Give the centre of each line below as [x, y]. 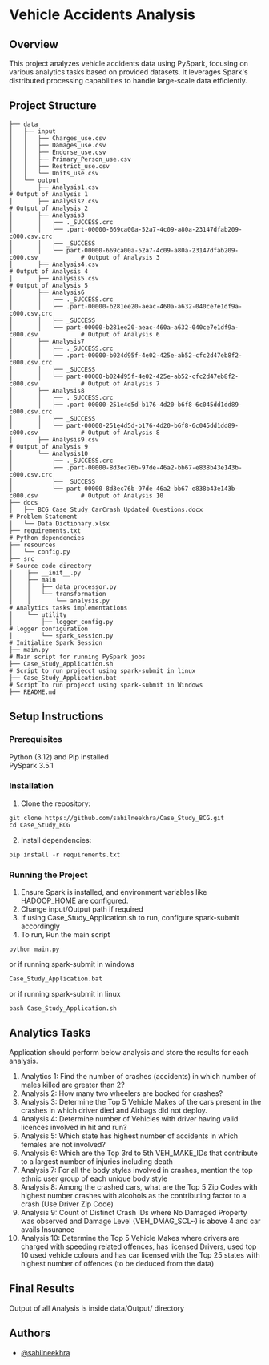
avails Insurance [48, 1229]
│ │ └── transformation [58, 594]
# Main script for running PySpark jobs [78, 657]
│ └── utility [38, 614]
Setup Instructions [56, 717]
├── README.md [33, 692]
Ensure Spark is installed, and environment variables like [114, 892]
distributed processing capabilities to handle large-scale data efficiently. [128, 81]
